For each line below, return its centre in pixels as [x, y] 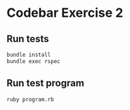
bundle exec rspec [33, 61]
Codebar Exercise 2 [65, 13]
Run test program [46, 83]
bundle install [29, 55]
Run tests [28, 39]
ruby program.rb [30, 99]
